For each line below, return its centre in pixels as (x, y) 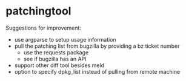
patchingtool (38, 11)
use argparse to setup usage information (65, 39)
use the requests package (56, 52)
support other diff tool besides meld (59, 65)
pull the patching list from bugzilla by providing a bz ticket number (97, 46)
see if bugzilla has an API (55, 59)
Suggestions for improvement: (43, 28)
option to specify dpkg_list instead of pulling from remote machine (97, 71)
